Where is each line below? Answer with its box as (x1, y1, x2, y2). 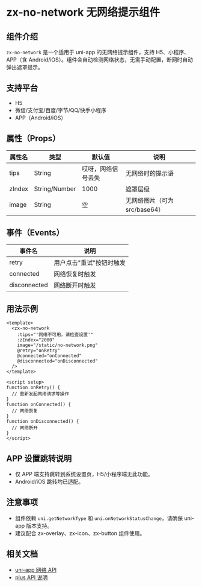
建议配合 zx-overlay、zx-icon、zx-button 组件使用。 (14, 529, 145, 537)
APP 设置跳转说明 (6, 453, 72, 463)
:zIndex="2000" (17, 337, 55, 343)
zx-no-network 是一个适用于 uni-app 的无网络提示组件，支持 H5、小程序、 (6, 49, 189, 56)
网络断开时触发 (54, 281, 96, 290)
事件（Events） (6, 227, 64, 238)
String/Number (34, 185, 76, 193)
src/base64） (125, 205, 165, 214)
